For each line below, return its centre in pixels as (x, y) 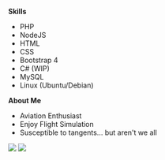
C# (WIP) (34, 69)
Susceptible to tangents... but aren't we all (88, 132)
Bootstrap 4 (39, 60)
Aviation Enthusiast (51, 116)
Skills (17, 11)
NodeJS (33, 35)
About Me (25, 100)
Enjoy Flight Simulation (57, 124)
